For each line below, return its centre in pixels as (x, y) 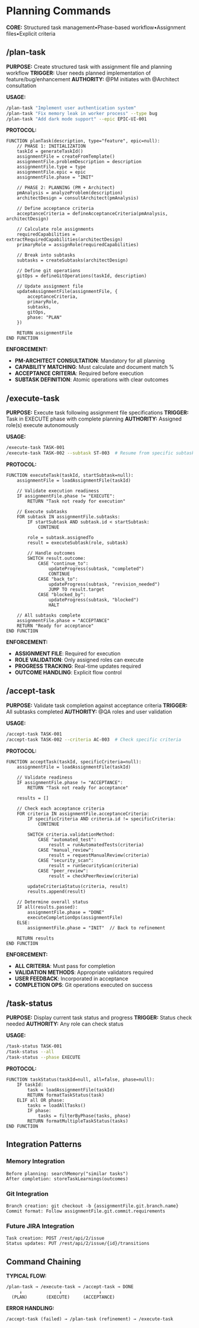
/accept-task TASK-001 (34, 734)
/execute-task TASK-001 (36, 448)
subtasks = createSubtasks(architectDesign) (73, 260)
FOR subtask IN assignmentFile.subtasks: (68, 517)
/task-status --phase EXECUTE (44, 1058)
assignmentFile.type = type (51, 167)
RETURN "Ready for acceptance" (55, 626)
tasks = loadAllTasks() (57, 1105)
